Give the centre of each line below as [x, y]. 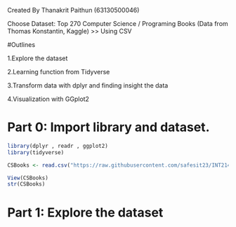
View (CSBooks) [28, 178]
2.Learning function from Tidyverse [59, 72]
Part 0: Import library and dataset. [109, 127]
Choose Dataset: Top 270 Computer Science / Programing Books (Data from [118, 23]
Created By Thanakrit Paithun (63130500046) [73, 10]
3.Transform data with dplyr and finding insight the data [88, 85]
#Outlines [21, 44]
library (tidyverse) [36, 152]
